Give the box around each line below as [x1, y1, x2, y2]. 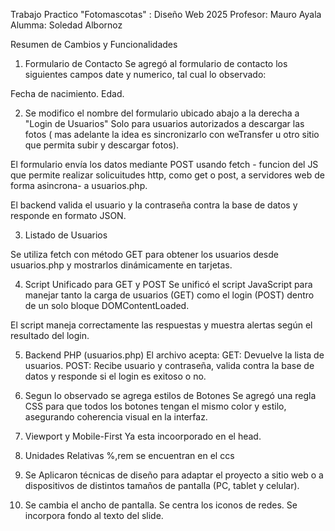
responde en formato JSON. [10, 210, 127, 221]
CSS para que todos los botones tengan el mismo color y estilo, [24, 400, 287, 412]
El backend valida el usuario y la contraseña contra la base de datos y [10, 199, 298, 211]
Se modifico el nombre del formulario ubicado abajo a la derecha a [24, 107, 300, 119]
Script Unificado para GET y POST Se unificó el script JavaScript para [24, 279, 313, 290]
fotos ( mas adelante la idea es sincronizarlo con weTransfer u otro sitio [24, 129, 320, 140]
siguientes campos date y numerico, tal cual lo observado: [24, 69, 267, 80]
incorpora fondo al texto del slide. [24, 510, 164, 521]
